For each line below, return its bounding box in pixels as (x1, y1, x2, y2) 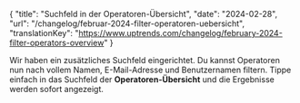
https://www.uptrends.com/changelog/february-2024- (78, 28, 284, 38)
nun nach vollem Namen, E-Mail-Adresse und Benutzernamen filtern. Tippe (9, 64, 292, 75)
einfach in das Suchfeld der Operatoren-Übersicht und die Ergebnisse (9, 74, 275, 85)
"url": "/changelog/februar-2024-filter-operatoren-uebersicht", (9, 18, 245, 29)
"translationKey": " (9, 28, 79, 38)
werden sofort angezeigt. (9, 84, 105, 94)
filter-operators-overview (9, 37, 105, 48)
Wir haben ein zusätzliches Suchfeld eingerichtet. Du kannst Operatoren (9, 55, 280, 65)
